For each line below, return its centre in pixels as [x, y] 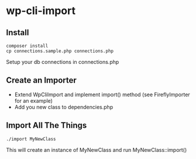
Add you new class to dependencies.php [64, 107]
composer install [27, 46]
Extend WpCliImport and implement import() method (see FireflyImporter [102, 94]
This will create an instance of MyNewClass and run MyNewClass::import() [97, 150]
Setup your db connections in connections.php [63, 62]
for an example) [33, 100]
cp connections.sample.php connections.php [60, 51]
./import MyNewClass [31, 139]
